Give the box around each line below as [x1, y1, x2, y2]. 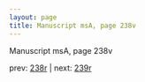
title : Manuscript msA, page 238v [9, 21, 137, 30]
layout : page [9, 12, 57, 22]
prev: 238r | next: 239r [9, 63, 92, 73]
